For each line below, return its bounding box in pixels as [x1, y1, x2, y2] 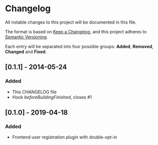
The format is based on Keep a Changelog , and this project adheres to [5, 29, 147, 34]
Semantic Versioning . [5, 34, 48, 40]
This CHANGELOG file [12, 89, 57, 95]
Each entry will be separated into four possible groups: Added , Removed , [5, 43, 154, 49]
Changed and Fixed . [5, 49, 47, 55]
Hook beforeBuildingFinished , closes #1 [12, 94, 92, 100]
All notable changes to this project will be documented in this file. [5, 19, 137, 25]
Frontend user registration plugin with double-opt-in [12, 134, 117, 140]
